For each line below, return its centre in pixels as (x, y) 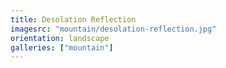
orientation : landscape (60, 38)
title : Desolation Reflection (73, 19)
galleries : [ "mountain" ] (62, 47)
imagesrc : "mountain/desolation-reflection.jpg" (113, 29)
